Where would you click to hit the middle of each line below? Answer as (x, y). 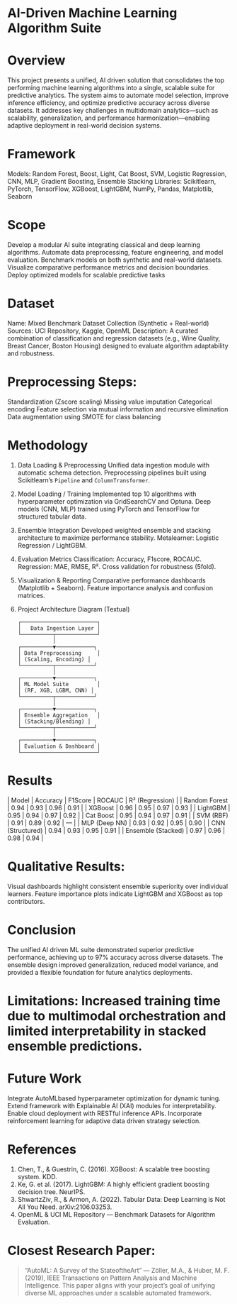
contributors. (26, 901)
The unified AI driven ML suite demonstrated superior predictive (101, 949)
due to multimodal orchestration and (117, 1016)
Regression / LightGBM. (52, 545)
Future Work (45, 1078)
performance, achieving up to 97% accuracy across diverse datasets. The (115, 957)
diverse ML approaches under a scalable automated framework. (118, 1293)
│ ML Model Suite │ (59, 684)
